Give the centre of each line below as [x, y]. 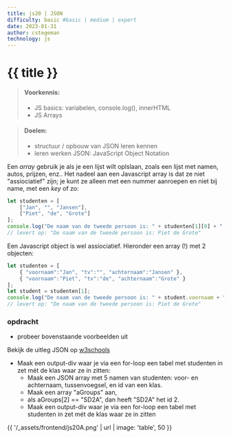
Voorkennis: [42, 92]
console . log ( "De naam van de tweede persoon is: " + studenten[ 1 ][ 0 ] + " [115, 227]
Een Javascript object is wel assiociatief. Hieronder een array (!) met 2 [107, 246]
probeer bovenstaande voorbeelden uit [73, 336]
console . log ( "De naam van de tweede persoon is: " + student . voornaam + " [117, 298]
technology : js [29, 39]
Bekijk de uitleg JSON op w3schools [58, 350]
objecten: [21, 253]
